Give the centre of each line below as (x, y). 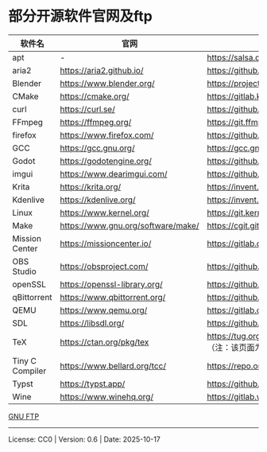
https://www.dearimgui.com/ (114, 173)
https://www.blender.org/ (107, 83)
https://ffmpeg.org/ (96, 122)
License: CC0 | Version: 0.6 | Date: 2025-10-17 (85, 439)
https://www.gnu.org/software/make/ (130, 225)
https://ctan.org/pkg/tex (104, 341)
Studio (25, 271)
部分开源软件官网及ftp (80, 16)
